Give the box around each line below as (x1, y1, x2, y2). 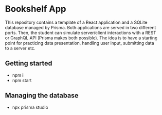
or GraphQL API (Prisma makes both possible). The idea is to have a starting (5, 35, 158, 41)
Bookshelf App (5, 3, 67, 15)
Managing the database (5, 91, 79, 100)
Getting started (5, 59, 53, 67)
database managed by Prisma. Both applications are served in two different (5, 24, 156, 30)
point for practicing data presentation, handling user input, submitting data (5, 40, 154, 46)
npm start (12, 77, 32, 83)
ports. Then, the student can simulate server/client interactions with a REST (5, 30, 157, 35)
